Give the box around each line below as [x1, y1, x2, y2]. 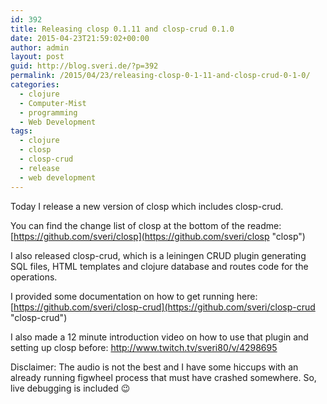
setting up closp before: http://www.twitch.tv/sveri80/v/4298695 [10, 341, 278, 353]
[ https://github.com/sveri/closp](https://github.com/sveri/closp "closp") [10, 230, 306, 242]
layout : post [10, 52, 65, 62]
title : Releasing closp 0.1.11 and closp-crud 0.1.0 [10, 24, 235, 34]
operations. [10, 271, 58, 283]
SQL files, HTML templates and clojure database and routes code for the [10, 260, 309, 272]
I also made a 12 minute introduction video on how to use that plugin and [10, 331, 309, 343]
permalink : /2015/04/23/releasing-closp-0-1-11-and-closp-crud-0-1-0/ [10, 71, 311, 81]
